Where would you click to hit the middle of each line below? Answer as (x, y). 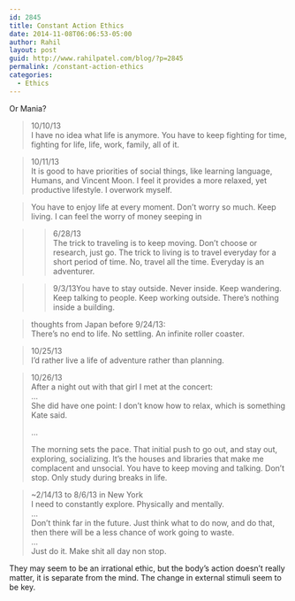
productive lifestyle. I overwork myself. (101, 189)
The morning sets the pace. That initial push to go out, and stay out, (154, 449)
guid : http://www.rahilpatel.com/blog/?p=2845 (96, 58)
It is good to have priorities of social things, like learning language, (151, 171)
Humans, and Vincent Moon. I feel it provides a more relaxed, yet (149, 180)
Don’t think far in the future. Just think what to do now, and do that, (153, 522)
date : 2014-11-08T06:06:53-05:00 (71, 34)
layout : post (33, 50)
